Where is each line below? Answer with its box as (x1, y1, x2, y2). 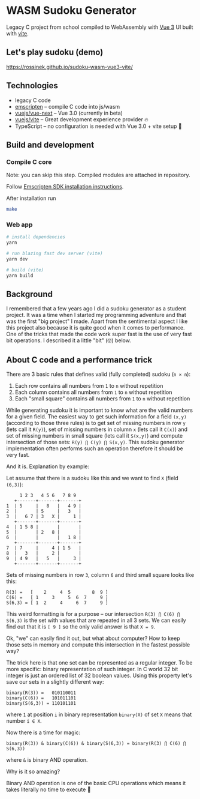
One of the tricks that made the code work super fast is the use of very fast (6, 331, 192, 338)
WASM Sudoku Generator (6, 4, 137, 17)
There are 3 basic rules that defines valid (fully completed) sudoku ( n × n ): (6, 370, 190, 378)
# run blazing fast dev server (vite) (6, 250, 103, 257)
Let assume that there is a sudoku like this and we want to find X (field (6, 475, 178, 482)
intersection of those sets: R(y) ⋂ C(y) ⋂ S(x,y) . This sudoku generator (6, 439, 184, 446)
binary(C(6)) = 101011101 (6, 695, 77, 701)
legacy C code (14, 97, 51, 104)
